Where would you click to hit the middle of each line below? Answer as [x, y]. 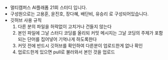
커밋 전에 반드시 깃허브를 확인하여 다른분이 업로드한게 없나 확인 [80, 46]
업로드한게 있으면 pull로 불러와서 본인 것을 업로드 [66, 52]
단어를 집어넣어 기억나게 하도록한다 [62, 39]
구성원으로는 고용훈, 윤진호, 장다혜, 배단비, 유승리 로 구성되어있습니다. [79, 14]
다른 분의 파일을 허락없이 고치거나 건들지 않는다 [65, 26]
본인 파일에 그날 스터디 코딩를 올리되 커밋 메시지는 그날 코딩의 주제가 [86, 33]
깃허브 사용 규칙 [26, 20]
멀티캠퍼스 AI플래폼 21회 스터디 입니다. [49, 7]
